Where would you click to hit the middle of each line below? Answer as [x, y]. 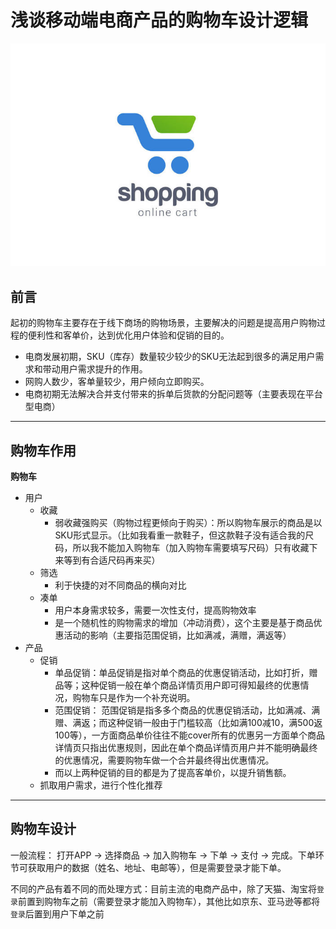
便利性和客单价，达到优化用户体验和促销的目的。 [128, 335]
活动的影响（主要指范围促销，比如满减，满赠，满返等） [177, 635]
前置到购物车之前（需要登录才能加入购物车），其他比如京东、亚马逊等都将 [168, 901]
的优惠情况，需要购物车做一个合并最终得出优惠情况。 [164, 760]
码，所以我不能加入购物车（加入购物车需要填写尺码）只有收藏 [182, 547]
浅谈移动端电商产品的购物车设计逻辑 [159, 20]
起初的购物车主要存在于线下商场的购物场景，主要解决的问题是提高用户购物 [163, 323]
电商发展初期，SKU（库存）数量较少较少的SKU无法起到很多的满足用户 [170, 357]
